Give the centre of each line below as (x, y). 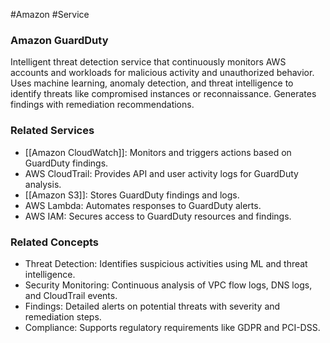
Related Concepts (55, 242)
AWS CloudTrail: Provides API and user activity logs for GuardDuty (161, 173)
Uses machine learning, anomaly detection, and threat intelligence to (152, 83)
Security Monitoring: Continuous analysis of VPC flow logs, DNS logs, (168, 285)
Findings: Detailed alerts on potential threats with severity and (152, 306)
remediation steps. (63, 316)
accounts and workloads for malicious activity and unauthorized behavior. (162, 73)
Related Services (52, 131)
